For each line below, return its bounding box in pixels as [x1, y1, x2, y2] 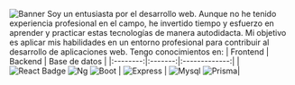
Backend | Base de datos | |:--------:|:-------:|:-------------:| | [9, 56, 241, 66]
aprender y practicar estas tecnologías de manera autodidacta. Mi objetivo [9, 28, 287, 38]
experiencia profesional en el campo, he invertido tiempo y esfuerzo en [9, 18, 275, 29]
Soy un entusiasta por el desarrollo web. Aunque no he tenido [46, 9, 277, 19]
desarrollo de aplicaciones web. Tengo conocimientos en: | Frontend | [9, 47, 269, 57]
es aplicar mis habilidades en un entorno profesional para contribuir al [9, 37, 270, 47]
